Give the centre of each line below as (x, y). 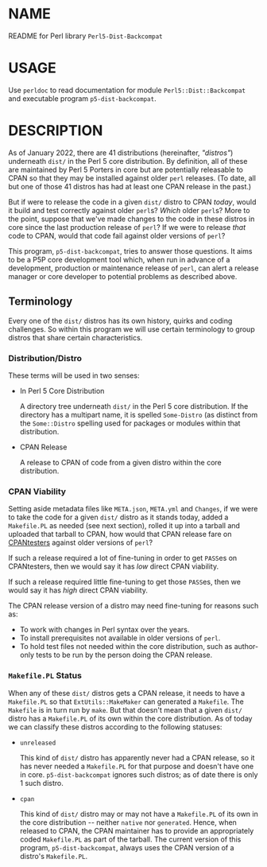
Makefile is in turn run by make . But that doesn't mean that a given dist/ (125, 710)
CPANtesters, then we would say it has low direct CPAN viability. (114, 566)
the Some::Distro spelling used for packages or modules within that (130, 423)
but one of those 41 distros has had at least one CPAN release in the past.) (130, 186)
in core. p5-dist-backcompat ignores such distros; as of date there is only (139, 774)
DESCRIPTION (56, 131)
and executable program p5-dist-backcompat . (82, 98)
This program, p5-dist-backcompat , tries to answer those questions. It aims (130, 251)
